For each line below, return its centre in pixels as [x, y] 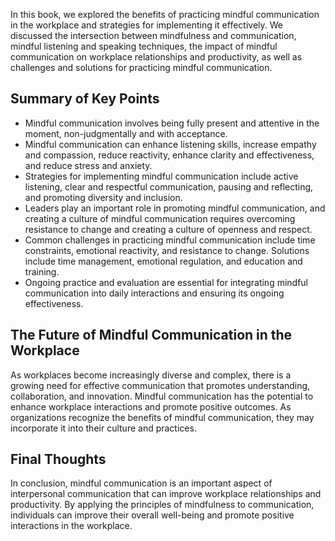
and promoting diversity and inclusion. [103, 197]
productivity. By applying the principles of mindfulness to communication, [162, 505]
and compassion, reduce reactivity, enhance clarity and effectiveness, [169, 155]
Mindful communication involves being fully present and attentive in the [172, 123]
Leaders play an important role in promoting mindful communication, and [175, 208]
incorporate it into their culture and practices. [103, 428]
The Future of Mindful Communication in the [151, 335]
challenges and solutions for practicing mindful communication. [141, 67]
